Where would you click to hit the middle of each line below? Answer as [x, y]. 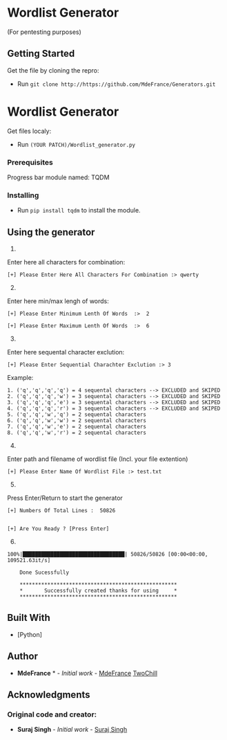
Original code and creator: [52, 714]
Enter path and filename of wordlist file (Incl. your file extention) [98, 459]
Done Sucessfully [45, 572]
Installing [23, 195]
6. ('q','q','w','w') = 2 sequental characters [77, 421]
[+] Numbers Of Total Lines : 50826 [61, 511]
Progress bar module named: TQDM [58, 177]
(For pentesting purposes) [44, 32]
